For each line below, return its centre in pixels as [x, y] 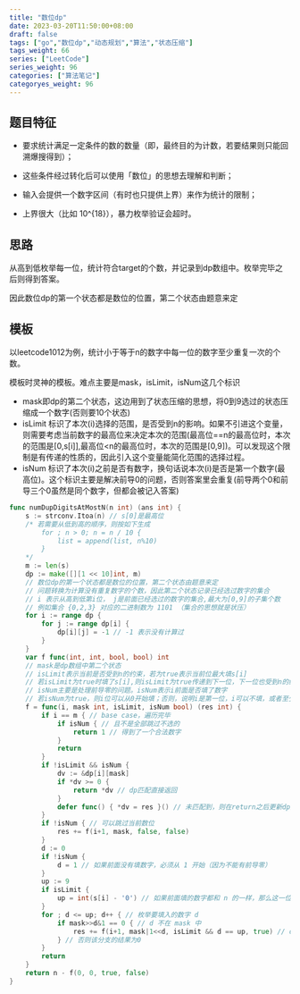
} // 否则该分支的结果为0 [99, 939]
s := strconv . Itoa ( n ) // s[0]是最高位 [95, 516]
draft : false [33, 34]
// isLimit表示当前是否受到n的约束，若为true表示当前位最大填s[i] [137, 674]
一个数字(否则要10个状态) [84, 413]
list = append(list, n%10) [107, 541]
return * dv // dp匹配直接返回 [125, 790]
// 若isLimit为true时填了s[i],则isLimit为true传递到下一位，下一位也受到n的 [157, 682]
